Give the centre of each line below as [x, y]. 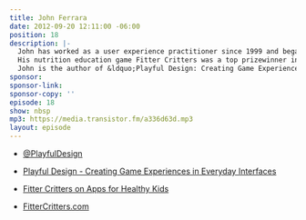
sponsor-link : [36, 85]
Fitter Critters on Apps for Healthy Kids [96, 189]
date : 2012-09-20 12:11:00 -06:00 [75, 26]
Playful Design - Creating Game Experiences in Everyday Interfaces [149, 171]
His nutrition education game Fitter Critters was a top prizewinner [152, 60]
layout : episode [40, 128]
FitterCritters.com [56, 206]
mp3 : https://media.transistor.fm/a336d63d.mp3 [102, 119]
